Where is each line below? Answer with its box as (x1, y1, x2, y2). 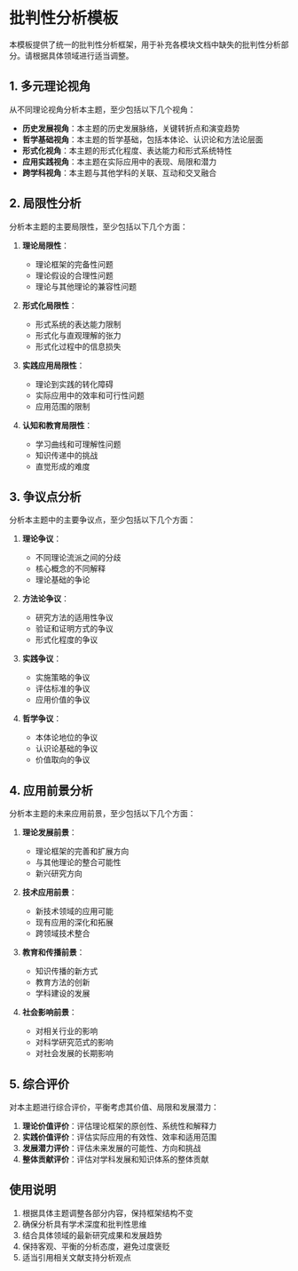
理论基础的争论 (35, 575, 90, 585)
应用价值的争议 (35, 695, 90, 705)
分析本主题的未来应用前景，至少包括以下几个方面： (9, 808, 196, 819)
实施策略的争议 (35, 672, 90, 683)
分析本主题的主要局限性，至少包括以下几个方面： (9, 221, 188, 232)
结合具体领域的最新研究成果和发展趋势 (21, 1229, 162, 1240)
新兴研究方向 (35, 868, 82, 879)
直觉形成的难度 (35, 461, 90, 472)
